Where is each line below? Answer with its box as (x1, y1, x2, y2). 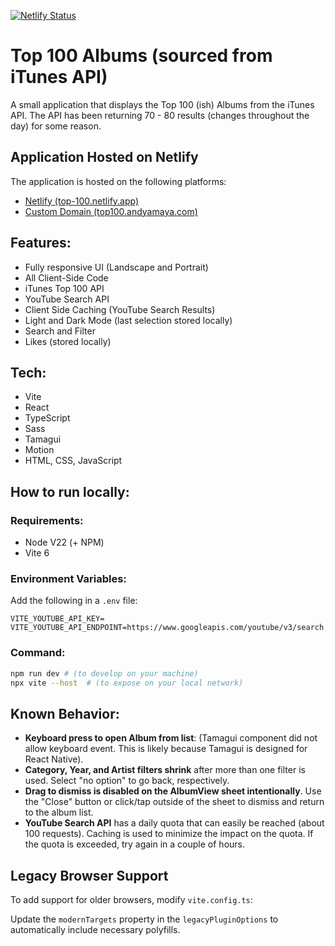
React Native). (24, 753, 84, 765)
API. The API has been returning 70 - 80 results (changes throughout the (10, 109, 310, 121)
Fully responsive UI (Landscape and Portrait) (24, 261, 209, 273)
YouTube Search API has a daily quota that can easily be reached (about (24, 817, 325, 829)
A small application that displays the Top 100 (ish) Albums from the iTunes (10, 98, 315, 110)
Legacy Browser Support (10, 867, 169, 884)
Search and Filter (24, 325, 96, 337)
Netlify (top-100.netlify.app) (24, 195, 140, 207)
